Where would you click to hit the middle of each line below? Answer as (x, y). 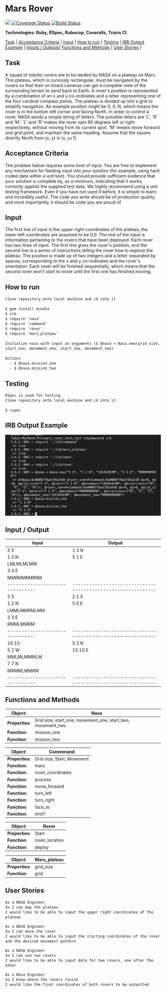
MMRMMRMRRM (24, 578)
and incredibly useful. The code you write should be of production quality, (80, 197)
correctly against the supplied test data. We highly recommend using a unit (82, 186)
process (43, 779)
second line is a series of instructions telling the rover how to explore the (79, 251)
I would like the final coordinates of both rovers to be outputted (77, 985)
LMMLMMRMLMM (26, 610)
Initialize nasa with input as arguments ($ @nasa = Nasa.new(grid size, (83, 344)
